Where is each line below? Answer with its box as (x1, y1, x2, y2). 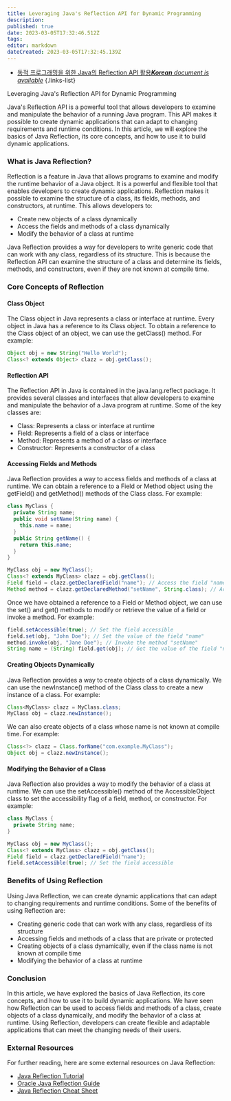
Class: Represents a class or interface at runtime (16, 422, 155, 430)
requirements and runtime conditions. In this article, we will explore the (7, 125, 208, 133)
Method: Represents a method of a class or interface (16, 436, 167, 445)
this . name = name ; (19, 522, 72, 529)
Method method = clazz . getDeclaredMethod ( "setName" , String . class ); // (7, 585, 217, 593)
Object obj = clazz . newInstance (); (7, 749, 109, 757)
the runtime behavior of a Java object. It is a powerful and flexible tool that (7, 180, 218, 188)
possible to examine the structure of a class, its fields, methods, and (7, 194, 201, 203)
